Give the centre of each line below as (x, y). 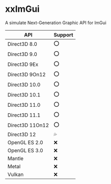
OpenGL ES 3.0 (25, 150)
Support (64, 34)
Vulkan (15, 174)
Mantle (15, 158)
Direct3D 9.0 (23, 54)
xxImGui (22, 9)
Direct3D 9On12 (27, 75)
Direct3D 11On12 (28, 125)
